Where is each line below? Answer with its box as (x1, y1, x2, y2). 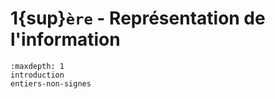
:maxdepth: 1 (10, 61, 65, 71)
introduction (10, 70, 65, 80)
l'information (10, 28, 121, 51)
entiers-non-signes (10, 78, 92, 89)
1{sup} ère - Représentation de (10, 7, 266, 30)
